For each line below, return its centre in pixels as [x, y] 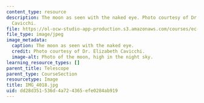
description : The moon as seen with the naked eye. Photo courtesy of [97, 18]
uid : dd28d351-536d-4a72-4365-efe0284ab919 [62, 91]
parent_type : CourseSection [42, 74]
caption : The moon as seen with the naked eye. [73, 46]
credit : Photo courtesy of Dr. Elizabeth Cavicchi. [79, 51]
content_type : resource [36, 12]
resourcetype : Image [32, 79]
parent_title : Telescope [38, 68]
